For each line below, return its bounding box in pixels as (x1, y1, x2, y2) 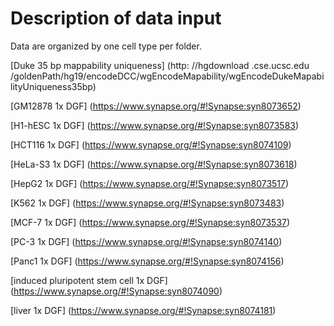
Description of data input (10, 7, 222, 30)
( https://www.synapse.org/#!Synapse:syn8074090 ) (10, 285, 223, 297)
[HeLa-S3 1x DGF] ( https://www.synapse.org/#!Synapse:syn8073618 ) (10, 158, 298, 170)
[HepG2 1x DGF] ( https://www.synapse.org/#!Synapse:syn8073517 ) (10, 177, 290, 189)
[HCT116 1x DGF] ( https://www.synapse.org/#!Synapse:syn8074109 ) (10, 138, 292, 151)
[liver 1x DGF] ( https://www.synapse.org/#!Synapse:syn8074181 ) (10, 304, 277, 316)
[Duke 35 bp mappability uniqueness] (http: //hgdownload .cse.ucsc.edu (10, 59, 310, 71)
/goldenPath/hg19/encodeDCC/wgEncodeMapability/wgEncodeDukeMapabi (10, 70, 325, 82)
